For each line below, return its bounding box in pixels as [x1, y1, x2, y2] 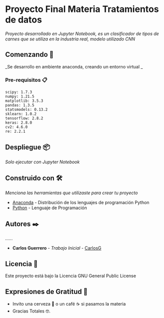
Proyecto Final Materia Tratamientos [5, 3, 159, 15]
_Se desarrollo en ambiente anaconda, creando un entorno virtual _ [5, 63, 143, 69]
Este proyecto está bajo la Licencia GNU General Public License [5, 273, 136, 279]
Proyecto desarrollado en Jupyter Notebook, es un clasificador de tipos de [5, 30, 160, 36]
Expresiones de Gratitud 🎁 [5, 287, 88, 296]
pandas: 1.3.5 [5, 103, 35, 108]
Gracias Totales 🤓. [12, 308, 51, 314]
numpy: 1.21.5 [5, 94, 35, 99]
